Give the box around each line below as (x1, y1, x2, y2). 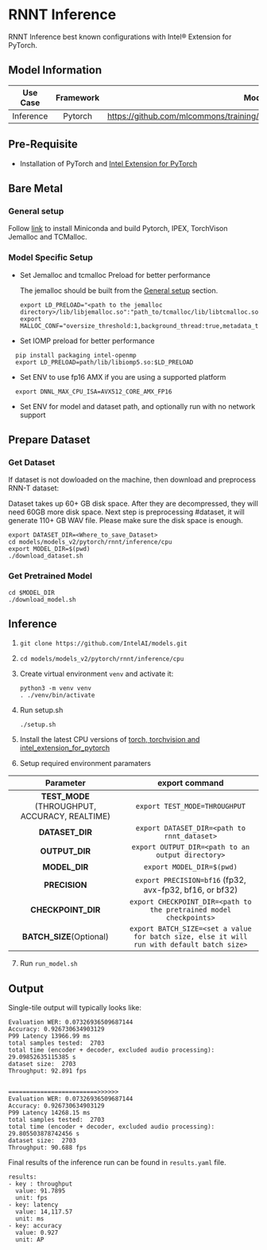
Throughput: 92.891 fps (8, 1067, 87, 1076)
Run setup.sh (19, 705, 64, 715)
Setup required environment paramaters (19, 759, 151, 768)
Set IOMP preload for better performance (19, 336, 155, 346)
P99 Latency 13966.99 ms (8, 1033, 91, 1041)
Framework (55, 92, 100, 103)
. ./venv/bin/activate (19, 691, 95, 700)
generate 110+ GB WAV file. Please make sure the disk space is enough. (8, 516, 244, 525)
